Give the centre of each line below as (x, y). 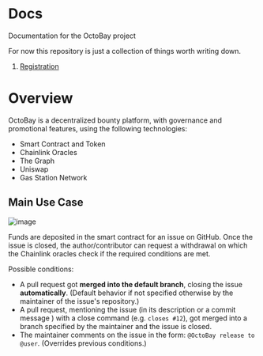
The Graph (37, 161)
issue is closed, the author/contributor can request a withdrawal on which (128, 245)
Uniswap (34, 169)
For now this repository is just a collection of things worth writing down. (125, 51)
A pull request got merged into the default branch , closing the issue (131, 284)
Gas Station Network (53, 177)
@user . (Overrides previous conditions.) (83, 343)
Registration (39, 66)
